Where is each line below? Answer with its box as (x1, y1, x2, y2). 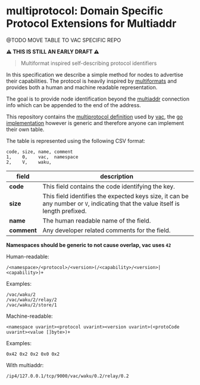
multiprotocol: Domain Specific (6, 4, 164, 18)
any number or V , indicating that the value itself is (42, 199, 180, 208)
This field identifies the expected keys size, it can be (42, 192, 189, 200)
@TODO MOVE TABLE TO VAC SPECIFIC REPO (6, 36, 121, 43)
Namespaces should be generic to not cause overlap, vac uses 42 (6, 241, 171, 248)
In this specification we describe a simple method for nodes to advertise (6, 71, 183, 78)
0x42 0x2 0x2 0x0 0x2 (6, 351, 60, 357)
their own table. (6, 126, 45, 133)
